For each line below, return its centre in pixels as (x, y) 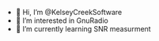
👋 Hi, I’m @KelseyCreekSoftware (69, 12)
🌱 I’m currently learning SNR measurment (83, 29)
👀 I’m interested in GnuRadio (62, 20)
